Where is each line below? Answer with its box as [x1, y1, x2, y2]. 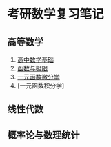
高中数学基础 [17, 56, 54, 63]
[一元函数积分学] [17, 81, 65, 90]
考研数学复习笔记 [7, 6, 105, 22]
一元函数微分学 [17, 73, 60, 81]
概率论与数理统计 [7, 129, 80, 141]
